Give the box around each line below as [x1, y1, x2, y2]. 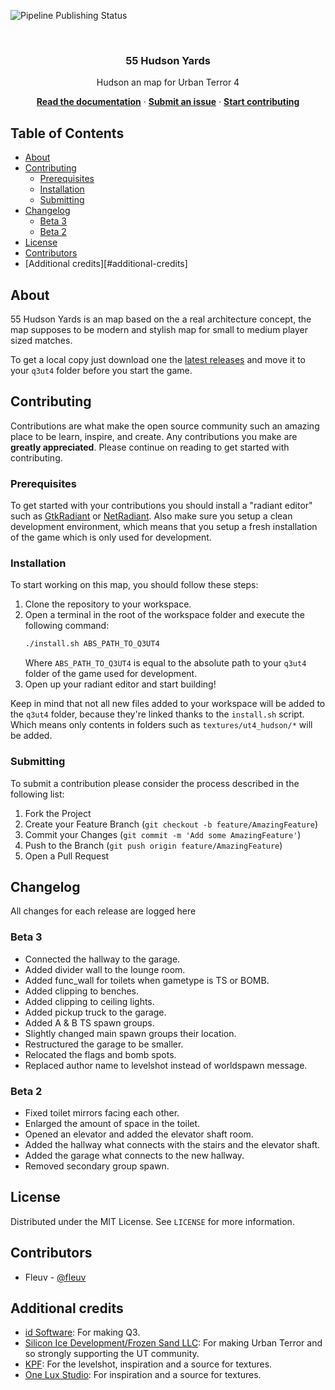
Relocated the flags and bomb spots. [24, 1048, 177, 1060]
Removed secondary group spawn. [24, 1160, 170, 1172]
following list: [10, 788, 65, 800]
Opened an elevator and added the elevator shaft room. [24, 1128, 254, 1140]
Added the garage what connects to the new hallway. [24, 1149, 245, 1161]
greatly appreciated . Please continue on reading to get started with [10, 441, 290, 453]
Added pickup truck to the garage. [24, 1006, 167, 1018]
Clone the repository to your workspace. [24, 598, 192, 610]
